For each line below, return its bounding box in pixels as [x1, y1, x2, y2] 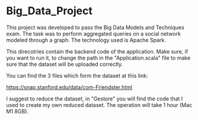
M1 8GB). [6, 108, 28, 115]
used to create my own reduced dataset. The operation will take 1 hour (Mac [6, 101, 193, 108]
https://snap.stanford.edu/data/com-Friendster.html [6, 83, 132, 90]
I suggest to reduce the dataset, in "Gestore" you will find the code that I [6, 95, 183, 102]
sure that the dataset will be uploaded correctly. [6, 61, 123, 68]
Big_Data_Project [6, 4, 93, 18]
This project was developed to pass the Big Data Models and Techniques [6, 24, 185, 31]
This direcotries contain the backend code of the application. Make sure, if [6, 48, 189, 55]
